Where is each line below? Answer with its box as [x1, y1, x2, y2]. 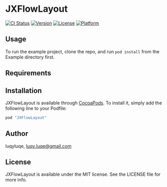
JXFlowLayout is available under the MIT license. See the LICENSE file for [5, 171, 161, 177]
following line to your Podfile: [5, 105, 67, 111]
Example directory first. [5, 54, 55, 60]
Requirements [5, 69, 51, 77]
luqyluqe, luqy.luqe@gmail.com [5, 143, 72, 149]
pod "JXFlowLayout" [5, 115, 47, 120]
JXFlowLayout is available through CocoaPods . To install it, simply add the [5, 99, 162, 106]
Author [5, 129, 28, 138]
